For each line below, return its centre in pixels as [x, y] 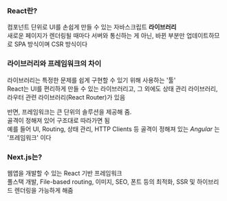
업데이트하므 [203, 36]
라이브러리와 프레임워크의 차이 [54, 64]
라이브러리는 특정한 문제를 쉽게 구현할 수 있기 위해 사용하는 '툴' [91, 80]
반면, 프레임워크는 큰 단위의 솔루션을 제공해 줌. [69, 112]
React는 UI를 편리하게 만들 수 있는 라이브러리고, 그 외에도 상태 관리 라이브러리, [112, 88]
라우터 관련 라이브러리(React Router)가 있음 [66, 97]
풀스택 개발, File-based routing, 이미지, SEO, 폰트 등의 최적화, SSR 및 [101, 181]
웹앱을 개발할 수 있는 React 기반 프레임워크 [65, 173]
